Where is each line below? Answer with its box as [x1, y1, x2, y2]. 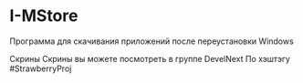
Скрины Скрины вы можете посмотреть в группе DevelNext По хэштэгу [9, 53, 290, 64]
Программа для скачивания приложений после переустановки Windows [9, 36, 294, 47]
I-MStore [9, 5, 78, 26]
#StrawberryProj [9, 63, 72, 74]
